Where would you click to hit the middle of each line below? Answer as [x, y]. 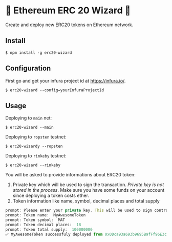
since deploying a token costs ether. [51, 196]
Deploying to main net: [29, 118]
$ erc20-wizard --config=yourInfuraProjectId [55, 90]
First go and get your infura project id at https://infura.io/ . [66, 80]
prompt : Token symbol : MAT [35, 220]
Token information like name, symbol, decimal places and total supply [86, 201]
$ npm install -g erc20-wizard [39, 53]
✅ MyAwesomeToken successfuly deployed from [54, 234]
